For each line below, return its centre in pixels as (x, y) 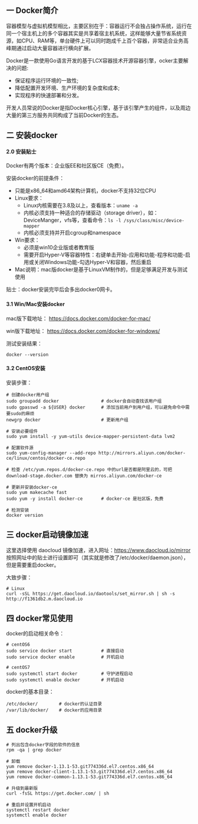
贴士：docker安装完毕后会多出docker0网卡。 (61, 289)
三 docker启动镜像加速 (47, 535)
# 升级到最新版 (22, 789)
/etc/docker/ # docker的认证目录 (54, 704)
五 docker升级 (32, 730)
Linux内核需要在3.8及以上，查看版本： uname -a (81, 206)
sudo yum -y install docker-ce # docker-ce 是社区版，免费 (85, 499)
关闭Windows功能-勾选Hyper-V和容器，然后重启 (93, 262)
